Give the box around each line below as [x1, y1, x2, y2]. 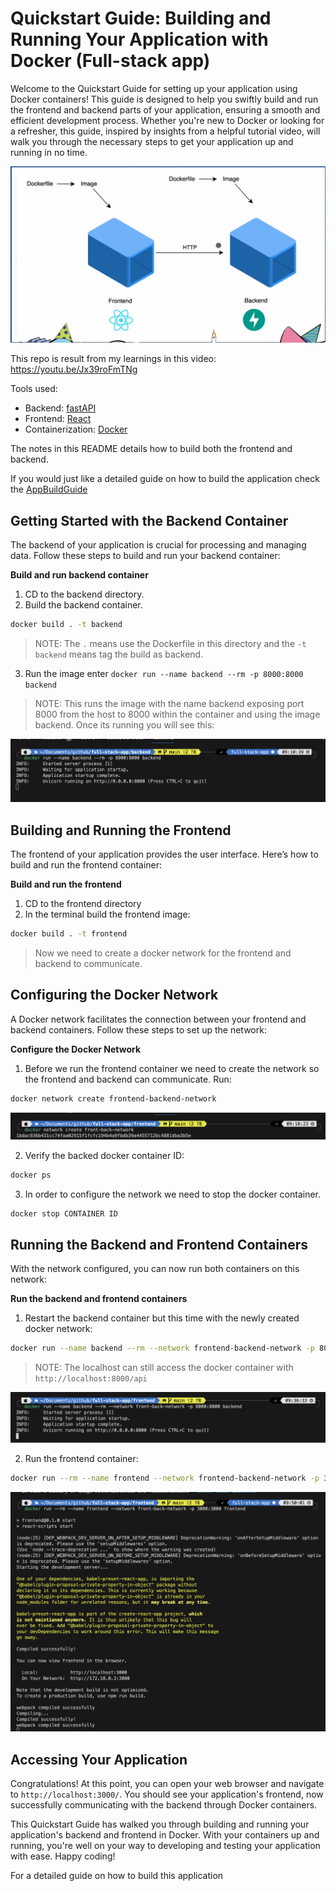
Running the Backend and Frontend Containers [10, 1236, 308, 1253]
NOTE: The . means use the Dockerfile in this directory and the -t [34, 638, 307, 650]
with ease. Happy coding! [10, 1850, 116, 1862]
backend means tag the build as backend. [34, 648, 204, 661]
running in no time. [10, 146, 88, 158]
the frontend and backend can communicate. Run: [24, 1073, 232, 1085]
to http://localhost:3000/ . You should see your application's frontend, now [10, 1788, 324, 1801]
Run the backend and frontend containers [10, 1293, 188, 1305]
